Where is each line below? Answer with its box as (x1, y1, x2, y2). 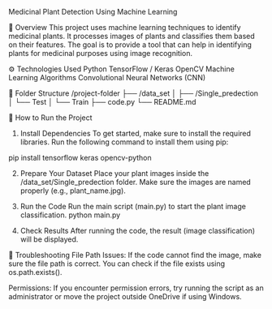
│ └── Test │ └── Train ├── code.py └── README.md (8, 97, 196, 106)
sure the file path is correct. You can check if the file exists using (8, 259, 226, 268)
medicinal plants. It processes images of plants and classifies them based (8, 32, 256, 41)
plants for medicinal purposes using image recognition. (8, 49, 193, 58)
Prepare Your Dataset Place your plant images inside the (19, 169, 209, 178)
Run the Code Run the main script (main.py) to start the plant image (19, 202, 246, 211)
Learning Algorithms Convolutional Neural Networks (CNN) (8, 73, 206, 82)
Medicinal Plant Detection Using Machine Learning (8, 7, 178, 16)
